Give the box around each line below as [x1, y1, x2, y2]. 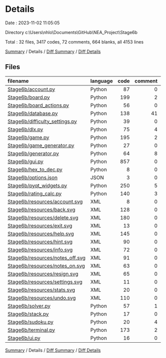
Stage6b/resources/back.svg [7, 206, 76, 213]
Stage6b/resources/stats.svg [7, 286, 76, 293]
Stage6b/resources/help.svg [7, 230, 74, 237]
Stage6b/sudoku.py [7, 318, 53, 325]
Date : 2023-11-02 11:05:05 [5, 20, 60, 26]
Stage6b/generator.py [7, 150, 59, 157]
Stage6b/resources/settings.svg [7, 278, 83, 285]
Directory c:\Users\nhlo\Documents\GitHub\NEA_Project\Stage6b [5, 29, 138, 35]
